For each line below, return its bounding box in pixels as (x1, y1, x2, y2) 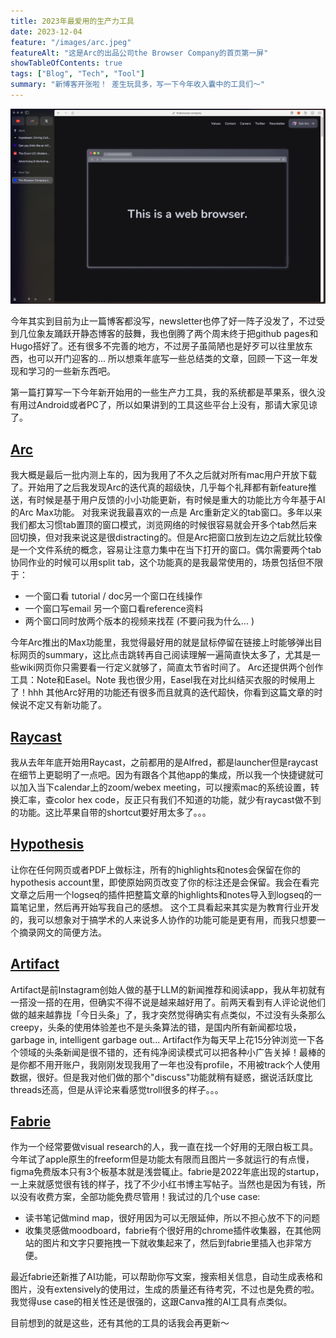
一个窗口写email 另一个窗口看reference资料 (24, 603, 204, 615)
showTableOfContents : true (10, 58, 123, 69)
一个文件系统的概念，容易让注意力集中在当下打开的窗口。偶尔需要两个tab (18, 544, 322, 556)
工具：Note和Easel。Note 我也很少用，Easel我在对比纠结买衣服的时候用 (10, 674, 307, 686)
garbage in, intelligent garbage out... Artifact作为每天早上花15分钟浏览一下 (10, 1033, 316, 1045)
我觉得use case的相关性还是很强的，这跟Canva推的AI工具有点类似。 (10, 1296, 293, 1308)
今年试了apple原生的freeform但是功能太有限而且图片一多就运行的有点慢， (10, 1153, 315, 1165)
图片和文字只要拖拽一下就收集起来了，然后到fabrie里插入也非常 (42, 1237, 304, 1249)
